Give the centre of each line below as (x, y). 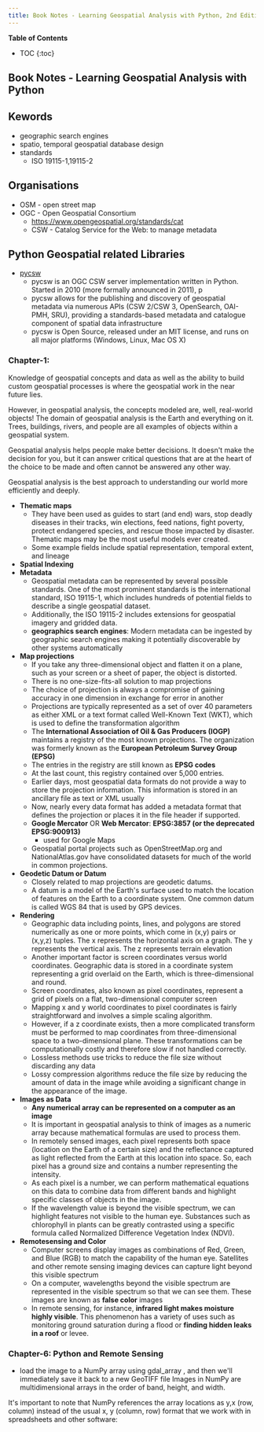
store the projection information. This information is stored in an (134, 790)
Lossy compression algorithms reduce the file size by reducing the (139, 1074)
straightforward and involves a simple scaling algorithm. (122, 1015)
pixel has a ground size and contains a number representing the (134, 1166)
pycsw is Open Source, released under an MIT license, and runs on (140, 332)
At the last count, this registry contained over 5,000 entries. (128, 773)
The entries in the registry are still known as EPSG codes (123, 765)
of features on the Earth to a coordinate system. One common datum (143, 899)
